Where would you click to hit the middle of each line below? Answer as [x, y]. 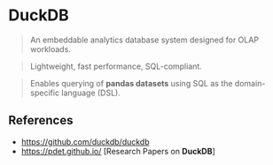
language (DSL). [90, 93]
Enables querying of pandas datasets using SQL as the [131, 83]
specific [44, 93]
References [41, 120]
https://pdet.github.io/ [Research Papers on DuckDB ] [118, 151]
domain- [250, 83]
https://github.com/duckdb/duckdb [85, 141]
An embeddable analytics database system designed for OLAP [144, 40]
